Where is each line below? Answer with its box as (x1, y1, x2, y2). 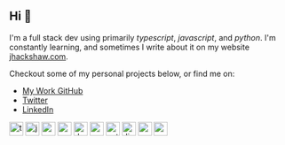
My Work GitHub (21, 85, 83, 95)
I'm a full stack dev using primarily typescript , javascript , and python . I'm (9, 32, 277, 42)
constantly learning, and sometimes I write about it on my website (9, 42, 250, 52)
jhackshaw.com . (9, 50, 68, 62)
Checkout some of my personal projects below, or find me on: (9, 68, 235, 79)
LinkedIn (21, 103, 54, 115)
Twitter (21, 95, 49, 105)
